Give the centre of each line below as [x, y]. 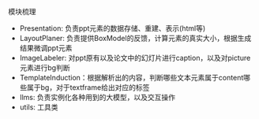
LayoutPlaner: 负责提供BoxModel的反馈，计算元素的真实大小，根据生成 [135, 38]
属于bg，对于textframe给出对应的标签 [88, 87]
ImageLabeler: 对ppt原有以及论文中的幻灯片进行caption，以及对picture [135, 58]
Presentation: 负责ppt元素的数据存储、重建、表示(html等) [113, 28]
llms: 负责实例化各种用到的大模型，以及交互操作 [98, 97]
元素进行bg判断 [45, 68]
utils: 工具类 [39, 107]
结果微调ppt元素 [46, 48]
